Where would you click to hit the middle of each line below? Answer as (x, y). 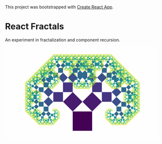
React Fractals (35, 27)
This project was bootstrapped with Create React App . (59, 7)
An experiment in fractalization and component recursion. (63, 40)
